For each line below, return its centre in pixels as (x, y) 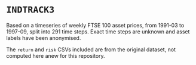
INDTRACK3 (30, 10)
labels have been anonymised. (44, 38)
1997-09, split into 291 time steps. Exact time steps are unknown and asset (98, 32)
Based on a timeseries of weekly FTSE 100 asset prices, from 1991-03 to (95, 25)
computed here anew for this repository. (56, 55)
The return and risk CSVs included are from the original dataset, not (91, 49)
